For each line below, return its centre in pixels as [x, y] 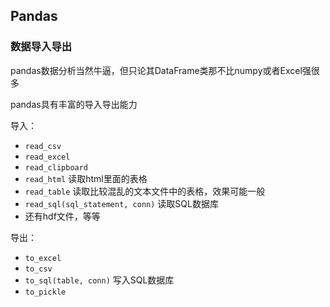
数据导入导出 [41, 47]
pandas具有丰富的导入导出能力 [74, 104]
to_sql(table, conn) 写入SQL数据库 [99, 280]
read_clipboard [56, 167]
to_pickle [45, 292]
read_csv [43, 146]
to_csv [38, 269]
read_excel [47, 157]
